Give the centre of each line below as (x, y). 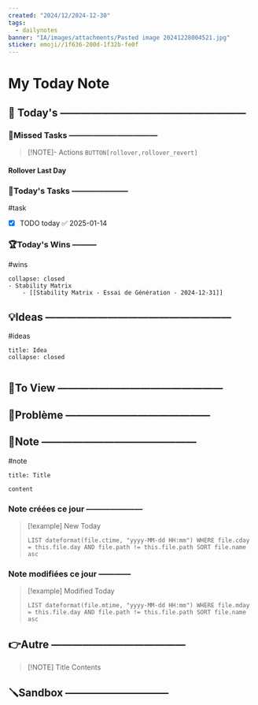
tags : (17, 23)
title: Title (29, 475)
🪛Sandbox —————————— (88, 693)
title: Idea (28, 351)
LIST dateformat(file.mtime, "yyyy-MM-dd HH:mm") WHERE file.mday (138, 606)
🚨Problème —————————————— (109, 415)
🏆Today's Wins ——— (52, 244)
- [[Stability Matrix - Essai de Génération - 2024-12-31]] (123, 293)
